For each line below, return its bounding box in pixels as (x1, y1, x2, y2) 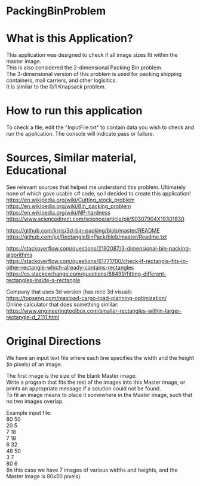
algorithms (6, 251, 33, 258)
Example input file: (6, 409, 52, 416)
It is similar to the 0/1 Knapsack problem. (6, 83, 106, 90)
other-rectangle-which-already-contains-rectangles (6, 264, 134, 271)
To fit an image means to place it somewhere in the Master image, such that (6, 391, 193, 398)
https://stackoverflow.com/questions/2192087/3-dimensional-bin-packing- (6, 245, 191, 252)
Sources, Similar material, (6, 151, 137, 165)
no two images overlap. (6, 398, 64, 405)
